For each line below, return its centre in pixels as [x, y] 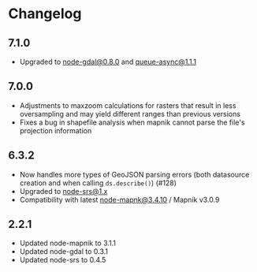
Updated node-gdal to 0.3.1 [64, 252]
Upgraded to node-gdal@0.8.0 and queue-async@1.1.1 [108, 61]
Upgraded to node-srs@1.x [63, 191]
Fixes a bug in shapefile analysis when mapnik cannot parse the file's [132, 122]
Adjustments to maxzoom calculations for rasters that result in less [128, 105]
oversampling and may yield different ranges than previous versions [130, 114]
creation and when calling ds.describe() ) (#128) [98, 183]
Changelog [45, 14]
